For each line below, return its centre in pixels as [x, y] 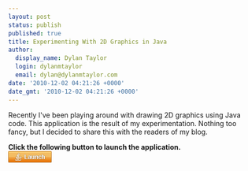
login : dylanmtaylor [49, 67]
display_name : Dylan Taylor [61, 58]
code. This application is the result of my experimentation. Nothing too [122, 123]
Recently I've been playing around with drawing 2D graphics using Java [125, 115]
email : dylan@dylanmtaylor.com [67, 75]
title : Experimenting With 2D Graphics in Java [88, 42]
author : [21, 50]
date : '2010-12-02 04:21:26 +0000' [67, 83]
